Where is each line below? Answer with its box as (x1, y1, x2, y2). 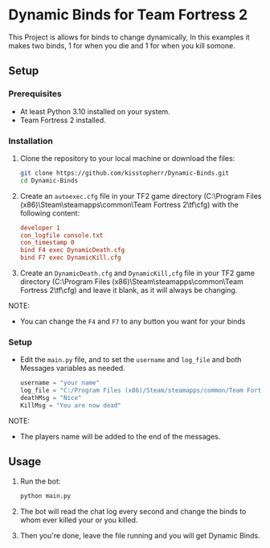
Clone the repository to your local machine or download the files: (19, 153, 235, 163)
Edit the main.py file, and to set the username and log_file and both (19, 355, 242, 365)
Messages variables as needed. (19, 364, 126, 373)
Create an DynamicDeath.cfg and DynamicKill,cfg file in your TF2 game (19, 268, 256, 278)
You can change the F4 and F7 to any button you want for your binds (19, 316, 246, 327)
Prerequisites (8, 89, 62, 100)
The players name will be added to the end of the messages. (19, 431, 221, 441)
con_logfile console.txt (19, 231, 104, 239)
